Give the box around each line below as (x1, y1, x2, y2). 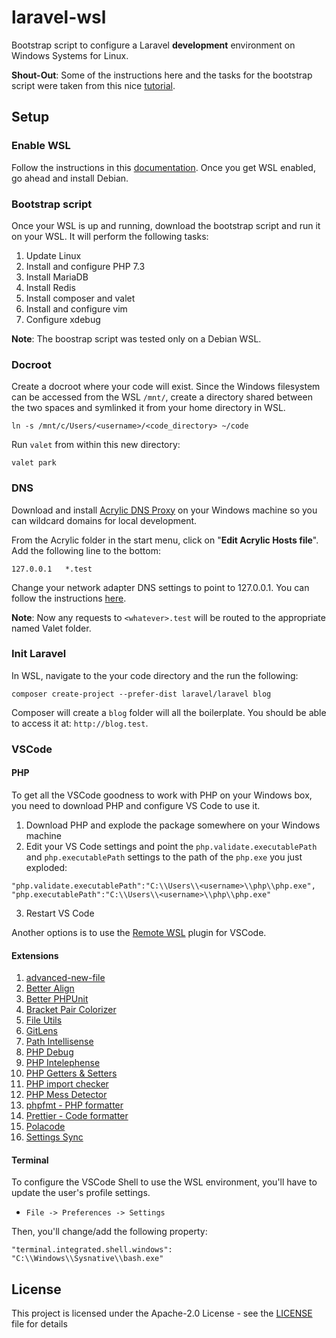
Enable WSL (11, 139, 71, 153)
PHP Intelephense (25, 1057, 101, 1069)
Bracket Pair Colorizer (25, 1004, 117, 1016)
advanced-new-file (25, 972, 106, 984)
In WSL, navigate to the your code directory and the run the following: (11, 669, 299, 681)
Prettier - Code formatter (25, 1110, 129, 1122)
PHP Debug (25, 1046, 74, 1058)
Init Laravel (11, 647, 67, 661)
